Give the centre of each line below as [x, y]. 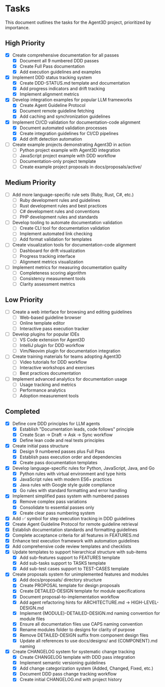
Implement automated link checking [56, 234]
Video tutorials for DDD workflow [53, 362]
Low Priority [24, 300]
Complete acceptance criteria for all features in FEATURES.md [76, 535]
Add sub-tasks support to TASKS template [63, 563]
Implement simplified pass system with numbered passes [71, 496]
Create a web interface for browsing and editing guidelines [72, 312]
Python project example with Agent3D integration [70, 150]
